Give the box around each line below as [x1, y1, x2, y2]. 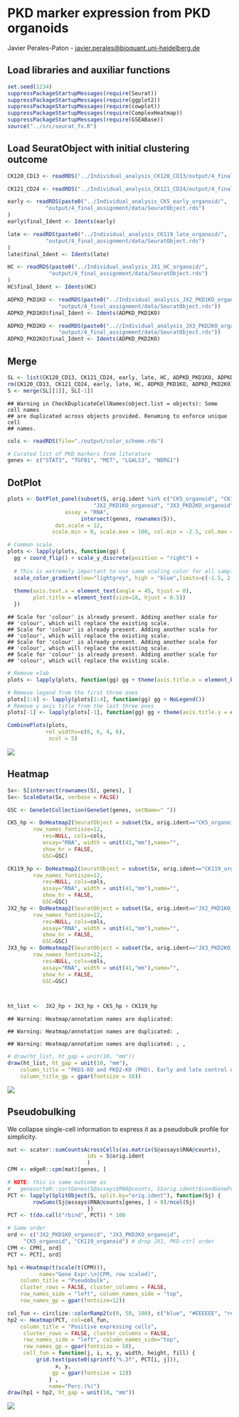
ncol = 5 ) [48, 735, 78, 743]
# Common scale [7, 541, 53, 548]
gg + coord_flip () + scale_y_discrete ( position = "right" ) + [14, 555, 199, 562]
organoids [7, 20, 69, 36]
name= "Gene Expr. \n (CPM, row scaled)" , [38, 1270, 158, 1278]
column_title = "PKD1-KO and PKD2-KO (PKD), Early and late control [20, 1066, 228, 1073]
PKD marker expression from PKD [7, 5, 211, 21]
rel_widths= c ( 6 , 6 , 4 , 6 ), [45, 728, 126, 736]
